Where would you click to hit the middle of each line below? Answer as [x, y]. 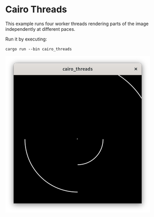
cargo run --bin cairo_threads [39, 49]
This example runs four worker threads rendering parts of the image [77, 24]
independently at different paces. [40, 29]
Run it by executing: [26, 39]
